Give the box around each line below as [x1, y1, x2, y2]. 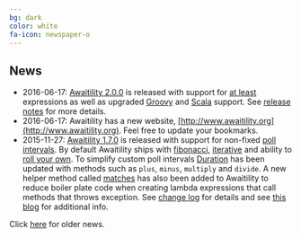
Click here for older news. [9, 219, 105, 230]
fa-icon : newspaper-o [9, 30, 91, 39]
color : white [9, 22, 58, 31]
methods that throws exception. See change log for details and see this [22, 192, 287, 203]
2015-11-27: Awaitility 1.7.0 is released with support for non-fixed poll [22, 135, 277, 145]
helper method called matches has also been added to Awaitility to [22, 172, 270, 184]
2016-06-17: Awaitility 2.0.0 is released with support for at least [22, 87, 257, 98]
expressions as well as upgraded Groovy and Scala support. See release [22, 96, 291, 108]
